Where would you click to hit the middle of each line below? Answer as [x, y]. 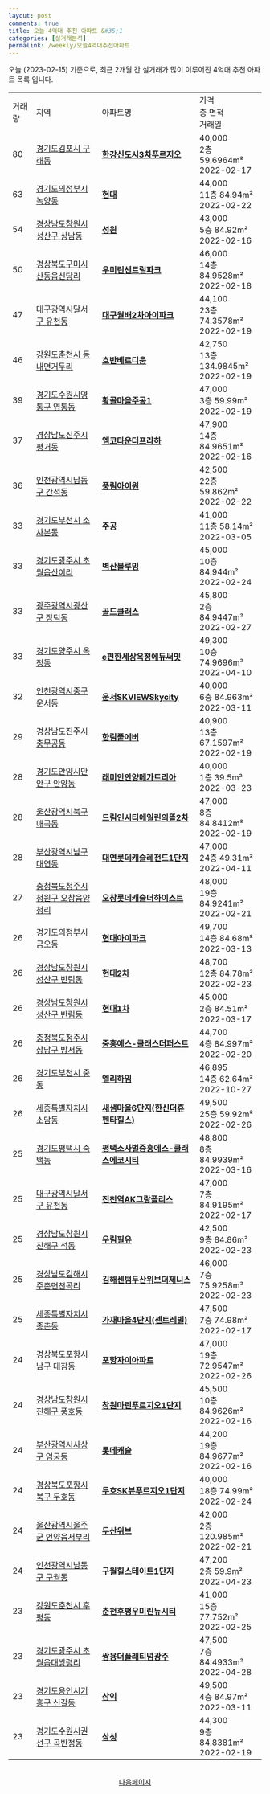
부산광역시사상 [62, 1445]
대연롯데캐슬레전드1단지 [145, 858]
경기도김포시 [58, 149]
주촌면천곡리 [58, 1286]
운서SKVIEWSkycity [140, 698]
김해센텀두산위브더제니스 [146, 1280]
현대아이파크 [124, 939]
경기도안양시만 [62, 772]
